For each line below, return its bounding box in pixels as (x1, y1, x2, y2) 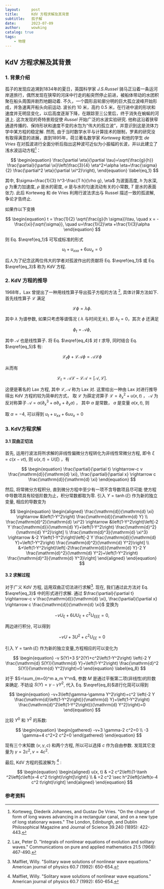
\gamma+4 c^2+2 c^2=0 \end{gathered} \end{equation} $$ (22, 732, 142, 738)
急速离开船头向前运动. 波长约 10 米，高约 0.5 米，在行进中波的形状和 (18, 105, 156, 110)
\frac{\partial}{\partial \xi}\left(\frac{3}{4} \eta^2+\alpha (6, 162, 119, 169)
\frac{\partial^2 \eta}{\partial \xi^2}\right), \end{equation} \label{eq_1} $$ (13, 168, 159, 173)
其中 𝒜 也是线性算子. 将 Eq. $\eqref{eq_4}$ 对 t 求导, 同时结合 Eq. (5, 338, 138, 343)
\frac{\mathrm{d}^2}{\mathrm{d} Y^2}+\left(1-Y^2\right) (26, 550, 138, 556)
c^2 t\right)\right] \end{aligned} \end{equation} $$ (31, 780, 133, 785)
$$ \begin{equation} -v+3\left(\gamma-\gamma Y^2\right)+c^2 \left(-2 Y (9, 692, 155, 698)
